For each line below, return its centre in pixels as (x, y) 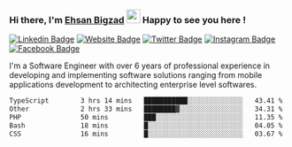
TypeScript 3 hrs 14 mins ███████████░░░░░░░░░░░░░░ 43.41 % (146, 101)
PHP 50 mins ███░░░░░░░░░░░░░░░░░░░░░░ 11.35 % (146, 118)
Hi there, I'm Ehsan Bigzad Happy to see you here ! (127, 19)
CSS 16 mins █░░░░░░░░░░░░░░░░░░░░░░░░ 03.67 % (146, 134)
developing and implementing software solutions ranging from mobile (136, 75)
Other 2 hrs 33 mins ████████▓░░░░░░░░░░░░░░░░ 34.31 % (146, 109)
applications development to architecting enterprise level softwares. (133, 85)
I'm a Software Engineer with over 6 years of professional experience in (140, 66)
